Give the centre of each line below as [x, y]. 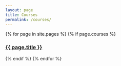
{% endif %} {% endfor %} [34, 58]
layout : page [19, 10]
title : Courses [22, 15]
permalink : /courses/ [28, 19]
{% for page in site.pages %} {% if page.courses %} [61, 34]
